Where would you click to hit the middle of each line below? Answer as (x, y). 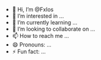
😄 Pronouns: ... (32, 45)
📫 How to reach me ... (40, 36)
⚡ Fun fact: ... (29, 51)
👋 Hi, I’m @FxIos (33, 9)
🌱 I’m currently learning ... (45, 22)
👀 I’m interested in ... (38, 16)
